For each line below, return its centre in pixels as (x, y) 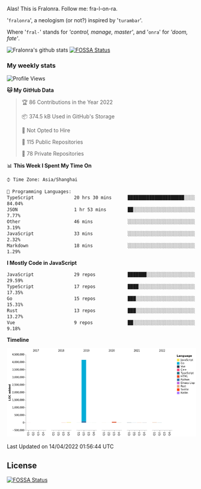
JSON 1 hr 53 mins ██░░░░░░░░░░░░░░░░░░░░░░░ (101, 210)
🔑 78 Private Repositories (53, 154)
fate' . (13, 38)
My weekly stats (31, 65)
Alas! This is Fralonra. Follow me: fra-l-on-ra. (62, 9)
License (22, 465)
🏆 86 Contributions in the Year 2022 (67, 102)
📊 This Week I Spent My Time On (49, 166)
